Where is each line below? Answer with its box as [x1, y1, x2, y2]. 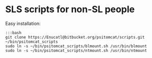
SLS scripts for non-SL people [5, 4, 135, 15]
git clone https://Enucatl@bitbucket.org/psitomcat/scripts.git [5, 35, 145, 40]
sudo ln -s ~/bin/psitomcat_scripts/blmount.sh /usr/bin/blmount [5, 43, 147, 49]
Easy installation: [5, 20, 41, 26]
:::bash [5, 30, 22, 35]
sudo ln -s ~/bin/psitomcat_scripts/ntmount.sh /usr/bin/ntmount [5, 48, 147, 53]
